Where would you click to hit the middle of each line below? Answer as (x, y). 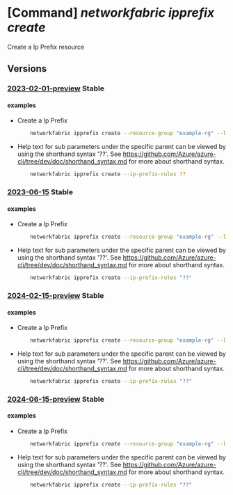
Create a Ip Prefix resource (46, 47)
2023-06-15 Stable (40, 192)
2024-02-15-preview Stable (56, 296)
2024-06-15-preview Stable (56, 399)
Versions (27, 69)
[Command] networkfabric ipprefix (111, 13)
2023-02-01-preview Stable (56, 88)
